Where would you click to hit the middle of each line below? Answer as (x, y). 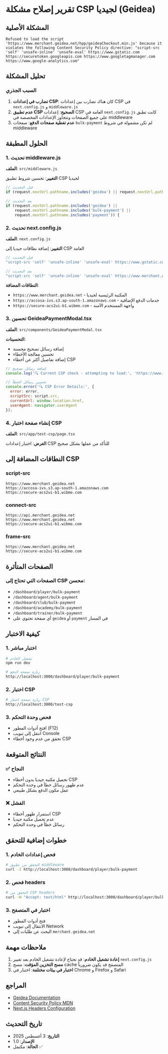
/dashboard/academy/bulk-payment (48, 608)
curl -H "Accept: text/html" (36, 897)
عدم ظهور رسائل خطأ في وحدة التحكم (48, 785)
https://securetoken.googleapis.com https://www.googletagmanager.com (81, 56)
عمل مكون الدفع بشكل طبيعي (41, 790)
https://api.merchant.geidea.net (40, 515)
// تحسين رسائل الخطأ (26, 382)
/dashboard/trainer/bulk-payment (48, 613)
